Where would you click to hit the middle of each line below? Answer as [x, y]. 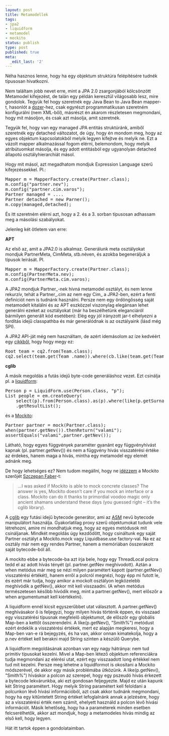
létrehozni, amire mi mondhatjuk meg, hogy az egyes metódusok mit [76, 528]
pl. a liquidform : [21, 381]
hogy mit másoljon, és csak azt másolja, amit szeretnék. [63, 118]
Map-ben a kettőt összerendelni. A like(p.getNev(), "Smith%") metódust [80, 623]
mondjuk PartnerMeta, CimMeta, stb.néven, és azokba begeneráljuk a [77, 254]
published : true [22, 52]
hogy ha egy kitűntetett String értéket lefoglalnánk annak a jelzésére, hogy [82, 697]
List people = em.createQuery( [44, 396]
